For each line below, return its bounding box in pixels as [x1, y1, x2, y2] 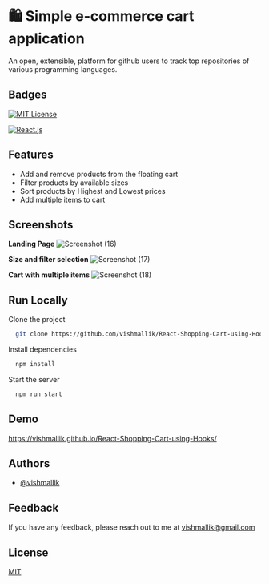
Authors [8, 457, 50, 470]
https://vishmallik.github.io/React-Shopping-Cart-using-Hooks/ [8, 433, 218, 443]
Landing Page [8, 239, 55, 249]
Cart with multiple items [8, 270, 90, 280]
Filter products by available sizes [19, 178, 129, 187]
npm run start [15, 390, 62, 398]
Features [8, 148, 54, 162]
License [8, 546, 49, 559]
